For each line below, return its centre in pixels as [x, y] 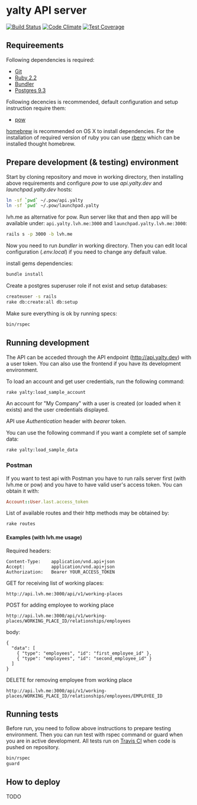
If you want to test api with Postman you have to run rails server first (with [96, 478]
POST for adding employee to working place [60, 605]
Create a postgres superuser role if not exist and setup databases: [87, 286]
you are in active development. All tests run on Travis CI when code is [91, 741]
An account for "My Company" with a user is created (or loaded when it [93, 403]
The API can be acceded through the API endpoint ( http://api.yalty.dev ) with [99, 357]
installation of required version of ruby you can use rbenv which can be [93, 137]
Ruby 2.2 [26, 77]
